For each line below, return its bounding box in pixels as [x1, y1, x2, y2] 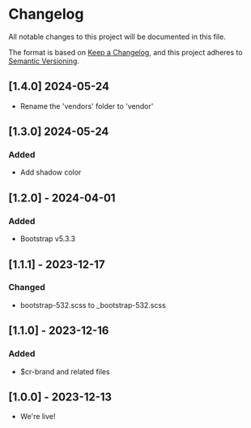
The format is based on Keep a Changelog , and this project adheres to [8, 47, 243, 57]
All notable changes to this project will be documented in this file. [8, 32, 227, 41]
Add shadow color [19, 167, 82, 177]
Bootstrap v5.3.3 [19, 234, 75, 244]
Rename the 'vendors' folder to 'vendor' [19, 101, 154, 110]
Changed [8, 282, 46, 293]
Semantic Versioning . [8, 56, 79, 66]
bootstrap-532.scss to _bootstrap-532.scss [19, 300, 166, 309]
